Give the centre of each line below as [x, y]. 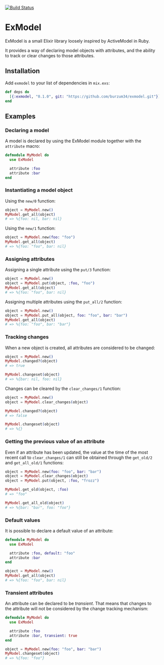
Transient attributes [29, 592]
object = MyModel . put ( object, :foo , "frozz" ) [52, 481]
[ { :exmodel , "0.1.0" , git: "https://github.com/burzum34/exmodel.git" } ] [85, 96]
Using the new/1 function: [31, 229]
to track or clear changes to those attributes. [50, 55]
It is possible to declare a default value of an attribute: [59, 531]
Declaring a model [27, 130]
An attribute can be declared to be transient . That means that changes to [78, 604]
